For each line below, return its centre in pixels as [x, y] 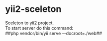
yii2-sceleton [33, 9]
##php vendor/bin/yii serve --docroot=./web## [53, 33]
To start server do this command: [39, 28]
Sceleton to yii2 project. [29, 23]
